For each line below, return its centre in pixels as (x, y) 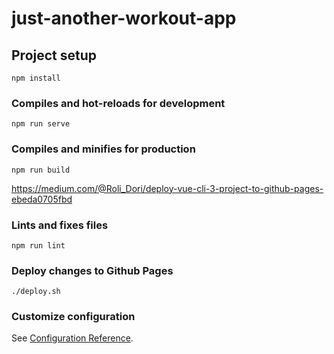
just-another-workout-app (124, 18)
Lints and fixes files (60, 225)
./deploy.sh (36, 292)
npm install (36, 78)
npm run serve (41, 124)
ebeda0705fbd (42, 199)
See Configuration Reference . (72, 338)
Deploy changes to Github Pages (92, 270)
